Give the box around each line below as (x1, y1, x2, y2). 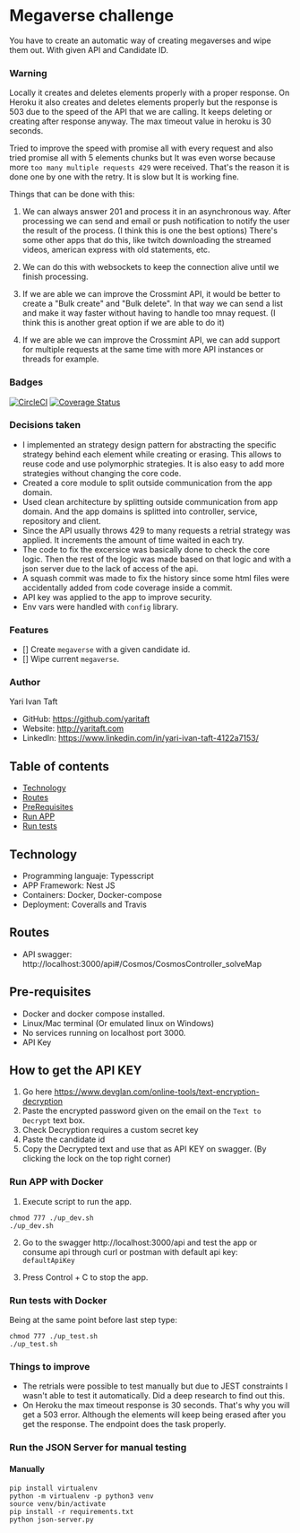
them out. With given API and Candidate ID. (9, 44, 168, 55)
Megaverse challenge (9, 5, 175, 26)
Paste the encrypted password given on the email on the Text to (21, 1105, 261, 1117)
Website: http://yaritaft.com (21, 723, 124, 734)
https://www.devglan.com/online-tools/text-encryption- (54, 1086, 260, 1097)
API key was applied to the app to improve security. (21, 591, 212, 602)
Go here (21, 1086, 53, 1097)
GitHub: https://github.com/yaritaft (21, 714, 150, 725)
